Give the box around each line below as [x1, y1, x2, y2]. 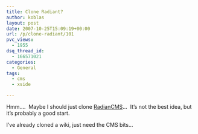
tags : [6, 70, 20, 76]
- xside [11, 82, 31, 88]
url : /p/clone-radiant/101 [6, 31, 74, 37]
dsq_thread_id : [6, 48, 45, 54]
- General [11, 64, 36, 71]
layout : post [6, 20, 39, 26]
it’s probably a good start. [6, 109, 70, 117]
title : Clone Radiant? [6, 8, 63, 15]
